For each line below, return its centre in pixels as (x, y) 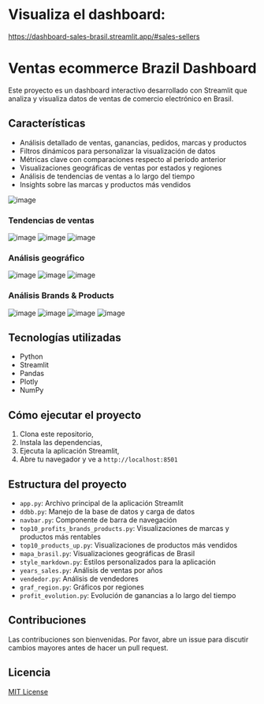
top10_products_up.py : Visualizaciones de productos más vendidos (128, 545)
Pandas (32, 374)
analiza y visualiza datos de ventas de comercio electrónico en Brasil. (121, 98)
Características (47, 124)
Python (31, 356)
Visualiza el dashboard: (87, 15)
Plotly (29, 382)
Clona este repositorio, (56, 434)
